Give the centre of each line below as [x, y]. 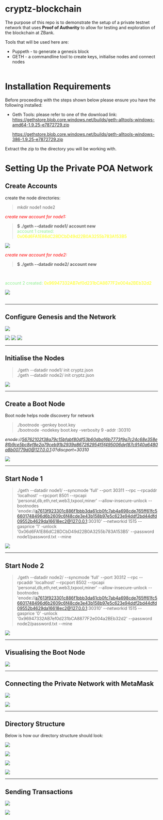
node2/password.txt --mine [45, 624]
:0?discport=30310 [70, 450]
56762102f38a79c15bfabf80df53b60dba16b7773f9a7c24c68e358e [90, 439]
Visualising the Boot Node [45, 652]
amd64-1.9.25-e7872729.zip [41, 125]
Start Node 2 [25, 566]
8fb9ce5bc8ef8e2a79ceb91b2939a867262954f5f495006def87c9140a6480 [81, 445]
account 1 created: [35, 231]
